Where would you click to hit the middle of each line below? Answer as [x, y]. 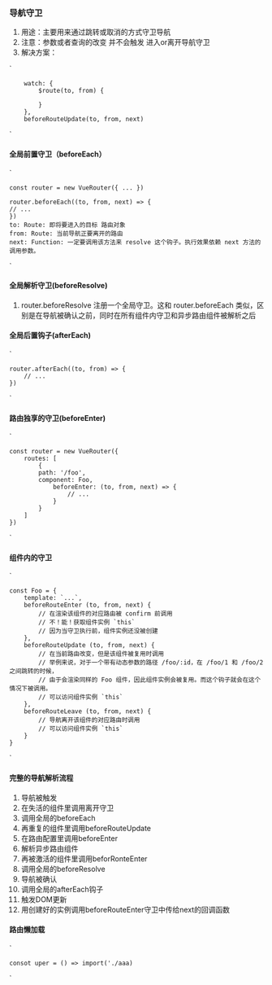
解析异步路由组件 [50, 848]
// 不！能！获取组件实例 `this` [87, 623]
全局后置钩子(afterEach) [50, 335]
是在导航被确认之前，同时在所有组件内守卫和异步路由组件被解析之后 [142, 315]
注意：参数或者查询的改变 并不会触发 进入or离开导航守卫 [115, 42]
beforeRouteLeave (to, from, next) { [88, 711]
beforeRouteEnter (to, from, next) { [88, 605]
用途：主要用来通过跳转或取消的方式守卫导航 [96, 32]
